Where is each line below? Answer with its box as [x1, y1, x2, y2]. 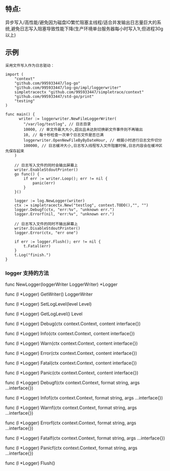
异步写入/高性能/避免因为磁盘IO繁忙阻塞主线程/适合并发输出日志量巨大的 [5, 19, 157, 25]
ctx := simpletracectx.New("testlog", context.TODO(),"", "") [14, 202, 149, 208]
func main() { [5, 112, 36, 117]
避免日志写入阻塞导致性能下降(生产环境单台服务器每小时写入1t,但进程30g [11, 25, 163, 31]
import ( [5, 71, 24, 77]
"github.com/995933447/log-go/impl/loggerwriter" [14, 85, 122, 90]
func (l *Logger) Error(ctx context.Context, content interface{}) [5, 350, 138, 356]
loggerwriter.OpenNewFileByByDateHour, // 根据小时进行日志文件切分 [23, 137, 162, 143]
